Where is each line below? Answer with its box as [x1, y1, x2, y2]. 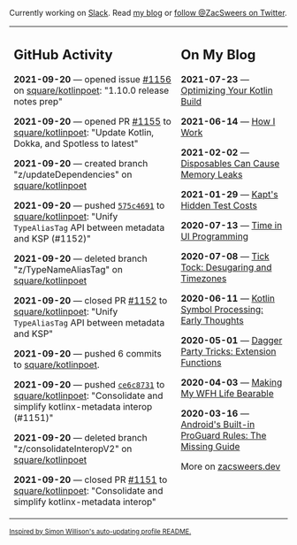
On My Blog [180, 46, 256, 63]
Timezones [180, 272, 227, 284]
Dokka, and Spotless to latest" [13, 137, 139, 150]
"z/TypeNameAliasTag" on [13, 263, 124, 275]
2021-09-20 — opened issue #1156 [13, 73, 172, 85]
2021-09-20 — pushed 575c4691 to [13, 199, 165, 211]
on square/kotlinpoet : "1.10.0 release [13, 84, 170, 96]
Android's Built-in [180, 418, 255, 430]
